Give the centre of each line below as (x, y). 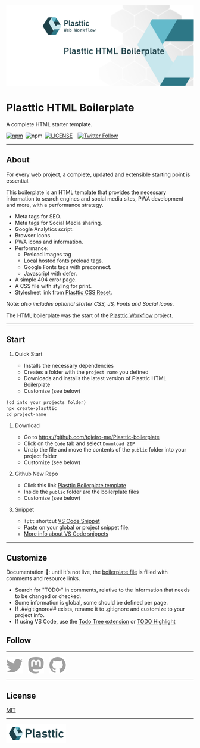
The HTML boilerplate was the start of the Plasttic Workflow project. (90, 315)
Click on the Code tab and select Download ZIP (79, 443)
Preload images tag (47, 254)
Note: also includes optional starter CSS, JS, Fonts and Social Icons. (90, 303)
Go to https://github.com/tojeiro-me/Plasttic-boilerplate (91, 437)
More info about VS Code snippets (66, 533)
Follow (19, 640)
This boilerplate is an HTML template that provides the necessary (86, 192)
